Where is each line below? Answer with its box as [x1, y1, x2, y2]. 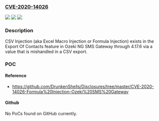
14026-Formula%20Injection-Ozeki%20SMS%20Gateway [12, 88, 129, 94]
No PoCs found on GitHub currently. [5, 110, 77, 116]
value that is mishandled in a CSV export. [5, 49, 88, 54]
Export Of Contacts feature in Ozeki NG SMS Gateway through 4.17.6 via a [5, 43, 153, 49]
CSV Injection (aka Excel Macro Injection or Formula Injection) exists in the [5, 38, 154, 44]
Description [5, 27, 34, 34]
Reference [5, 73, 27, 79]
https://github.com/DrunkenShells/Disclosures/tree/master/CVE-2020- [12, 84, 154, 89]
